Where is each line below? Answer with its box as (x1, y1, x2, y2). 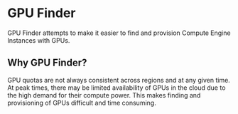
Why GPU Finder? (7, 57, 87, 69)
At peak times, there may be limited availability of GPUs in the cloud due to (7, 83, 226, 92)
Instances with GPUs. (7, 36, 70, 44)
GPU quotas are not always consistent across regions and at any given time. (7, 76, 231, 84)
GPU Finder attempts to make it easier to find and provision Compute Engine (7, 28, 231, 37)
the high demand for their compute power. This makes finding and (7, 90, 201, 99)
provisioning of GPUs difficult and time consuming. (7, 98, 156, 107)
